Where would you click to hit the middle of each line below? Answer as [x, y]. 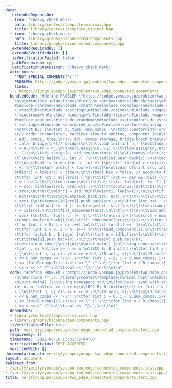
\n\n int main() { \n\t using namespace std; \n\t [65, 282]
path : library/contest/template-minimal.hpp [63, 24]
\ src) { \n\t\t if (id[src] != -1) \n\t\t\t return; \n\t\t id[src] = [86, 215]
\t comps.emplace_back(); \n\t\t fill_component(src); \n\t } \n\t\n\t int [89, 220]
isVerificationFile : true [38, 325]
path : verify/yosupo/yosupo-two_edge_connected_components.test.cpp [84, 330]
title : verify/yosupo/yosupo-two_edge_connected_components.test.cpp [81, 378]
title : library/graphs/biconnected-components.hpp [70, 44]
